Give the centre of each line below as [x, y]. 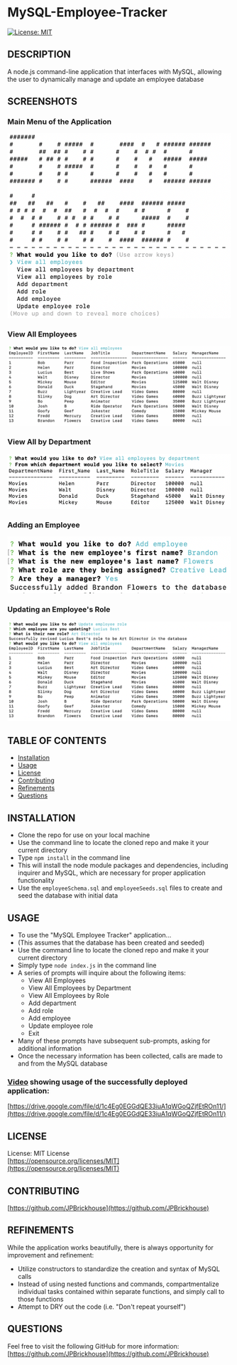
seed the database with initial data [68, 896]
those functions [40, 1299]
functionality [36, 881]
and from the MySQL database [62, 1063]
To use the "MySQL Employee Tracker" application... [94, 935]
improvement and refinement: [51, 1255]
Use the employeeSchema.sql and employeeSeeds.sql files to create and [120, 888]
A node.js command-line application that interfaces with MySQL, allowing [115, 71]
